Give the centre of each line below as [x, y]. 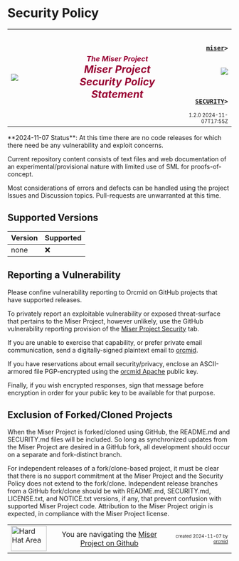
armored [20, 371]
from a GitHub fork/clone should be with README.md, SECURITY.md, [109, 491]
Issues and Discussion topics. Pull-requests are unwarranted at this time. [115, 195]
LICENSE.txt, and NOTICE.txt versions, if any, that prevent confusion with [115, 498]
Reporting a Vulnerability [64, 275]
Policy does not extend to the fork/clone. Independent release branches [113, 483]
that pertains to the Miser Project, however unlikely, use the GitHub [106, 321]
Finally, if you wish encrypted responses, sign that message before [106, 385]
